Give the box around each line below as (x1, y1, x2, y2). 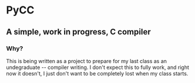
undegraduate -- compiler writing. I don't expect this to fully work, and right (6, 64, 189, 71)
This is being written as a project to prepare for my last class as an (6, 57, 167, 64)
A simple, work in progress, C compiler (6, 27, 151, 37)
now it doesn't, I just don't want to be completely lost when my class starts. (6, 70, 189, 77)
